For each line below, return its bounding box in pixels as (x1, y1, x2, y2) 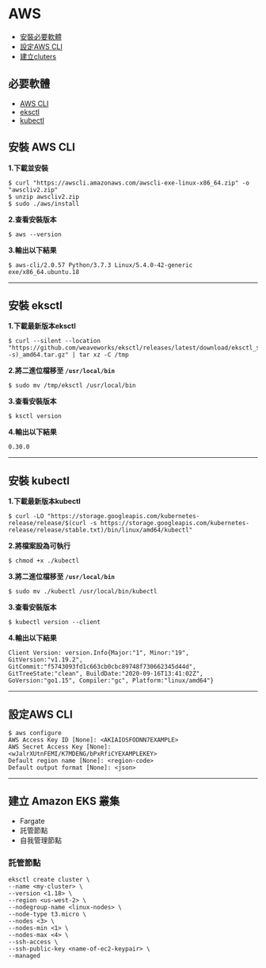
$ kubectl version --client (8, 619, 101, 627)
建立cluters (19, 51, 57, 61)
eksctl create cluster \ (8, 876, 90, 884)
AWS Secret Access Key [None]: (8, 743, 112, 751)
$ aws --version (8, 231, 62, 238)
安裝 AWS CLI (8, 140, 75, 154)
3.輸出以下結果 (8, 245, 57, 254)
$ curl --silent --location (8, 337, 101, 345)
